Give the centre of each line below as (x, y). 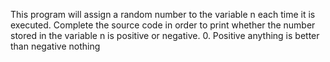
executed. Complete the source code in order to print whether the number (163, 25)
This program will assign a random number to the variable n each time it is (163, 14)
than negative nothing (55, 46)
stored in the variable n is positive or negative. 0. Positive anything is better (165, 35)
